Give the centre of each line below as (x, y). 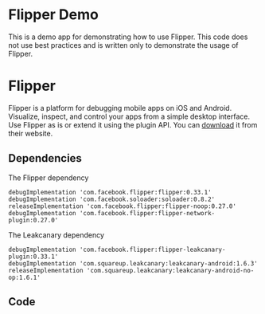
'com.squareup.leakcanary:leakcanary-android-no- (170, 270)
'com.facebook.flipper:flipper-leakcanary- (152, 249)
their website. (31, 133)
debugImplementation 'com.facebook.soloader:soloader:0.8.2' (112, 199)
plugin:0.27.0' (33, 220)
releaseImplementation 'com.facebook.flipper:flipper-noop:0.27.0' (123, 206)
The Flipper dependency (49, 178)
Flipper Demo (54, 15)
